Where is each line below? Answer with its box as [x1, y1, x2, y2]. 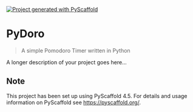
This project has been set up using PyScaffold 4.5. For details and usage [6, 92, 188, 99]
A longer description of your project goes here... [6, 58, 127, 66]
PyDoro [6, 27, 45, 41]
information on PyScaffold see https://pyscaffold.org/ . [6, 99, 141, 106]
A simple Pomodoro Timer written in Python [21, 47, 130, 54]
